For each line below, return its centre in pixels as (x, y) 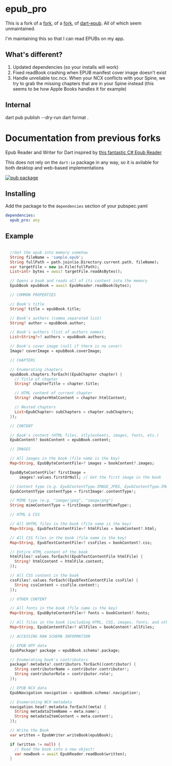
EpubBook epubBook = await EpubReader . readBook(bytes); (71, 286)
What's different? (34, 55)
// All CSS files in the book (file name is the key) (68, 538)
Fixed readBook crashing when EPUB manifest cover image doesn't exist (90, 72)
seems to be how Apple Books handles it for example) (70, 89)
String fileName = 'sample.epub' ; (47, 257)
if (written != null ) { (35, 744)
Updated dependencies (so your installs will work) (66, 67)
